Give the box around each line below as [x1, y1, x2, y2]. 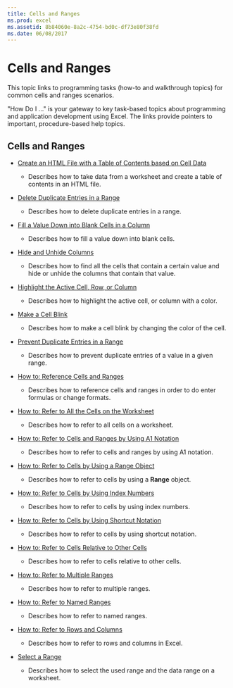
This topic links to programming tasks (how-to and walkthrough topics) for [7, 84, 223, 92]
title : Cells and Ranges [7, 10, 80, 18]
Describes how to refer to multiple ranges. [27, 584, 151, 592]
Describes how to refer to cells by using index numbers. [27, 503, 190, 511]
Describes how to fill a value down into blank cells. [27, 234, 175, 243]
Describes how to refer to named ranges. [27, 612, 148, 620]
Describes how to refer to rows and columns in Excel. [27, 639, 183, 647]
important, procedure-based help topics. [7, 120, 125, 128]
